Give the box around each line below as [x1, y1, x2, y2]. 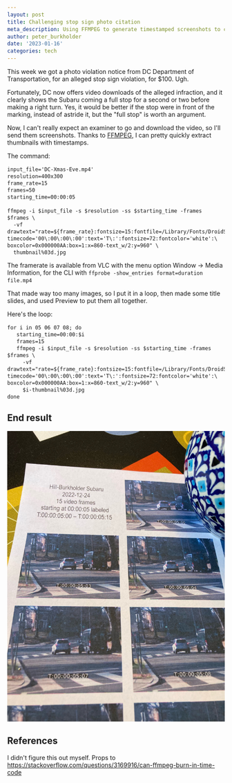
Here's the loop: [7, 310, 53, 318]
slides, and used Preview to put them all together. [7, 297, 148, 304]
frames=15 [16, 338, 45, 345]
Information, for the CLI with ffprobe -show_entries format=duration [7, 268, 204, 277]
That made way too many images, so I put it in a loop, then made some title [7, 289, 221, 297]
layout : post [7, 11, 45, 18]
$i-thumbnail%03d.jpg [22, 387, 85, 394]
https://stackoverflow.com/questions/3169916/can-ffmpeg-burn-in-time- [7, 761, 215, 769]
